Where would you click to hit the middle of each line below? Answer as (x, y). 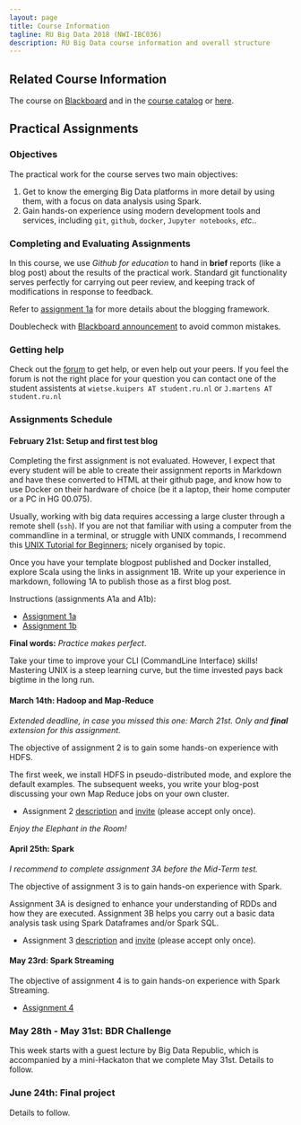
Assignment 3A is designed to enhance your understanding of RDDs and (143, 903)
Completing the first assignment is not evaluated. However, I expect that (142, 461)
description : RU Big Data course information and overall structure (140, 43)
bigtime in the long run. (52, 680)
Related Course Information (88, 79)
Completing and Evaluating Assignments (100, 244)
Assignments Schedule (61, 420)
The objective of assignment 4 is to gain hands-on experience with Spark (145, 981)
